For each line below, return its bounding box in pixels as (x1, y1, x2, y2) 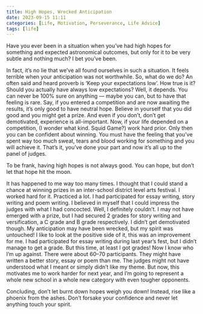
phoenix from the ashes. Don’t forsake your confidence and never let (6, 294, 178, 302)
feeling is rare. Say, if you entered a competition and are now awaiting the (6, 99, 190, 106)
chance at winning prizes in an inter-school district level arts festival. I (6, 187, 180, 194)
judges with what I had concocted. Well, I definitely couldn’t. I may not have (6, 206, 195, 213)
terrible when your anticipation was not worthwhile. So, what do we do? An (6, 73, 193, 80)
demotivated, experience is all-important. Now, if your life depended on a (6, 118, 188, 126)
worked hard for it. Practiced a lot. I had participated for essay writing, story (6, 193, 195, 200)
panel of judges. (6, 150, 47, 158)
